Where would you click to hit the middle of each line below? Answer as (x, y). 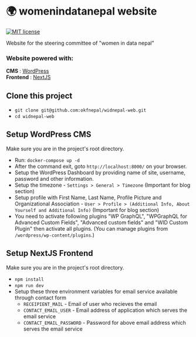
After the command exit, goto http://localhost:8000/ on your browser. (101, 166)
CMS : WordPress (28, 71)
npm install (29, 279)
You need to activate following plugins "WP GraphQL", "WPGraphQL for (101, 216)
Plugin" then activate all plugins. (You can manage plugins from (91, 228)
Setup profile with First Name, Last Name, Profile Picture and (88, 197)
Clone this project (39, 95)
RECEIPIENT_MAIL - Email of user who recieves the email (90, 304)
